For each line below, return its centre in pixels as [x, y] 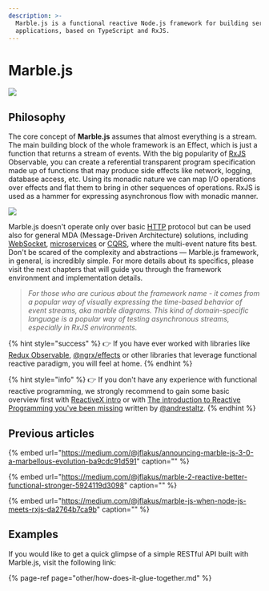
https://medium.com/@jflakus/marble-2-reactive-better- [155, 476]
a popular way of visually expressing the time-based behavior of [135, 302]
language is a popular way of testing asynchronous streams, [128, 319]
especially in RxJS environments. [82, 328]
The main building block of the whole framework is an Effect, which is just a [133, 145]
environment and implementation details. [76, 278]
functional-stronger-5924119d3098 [66, 485]
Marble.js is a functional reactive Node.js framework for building [132, 23]
